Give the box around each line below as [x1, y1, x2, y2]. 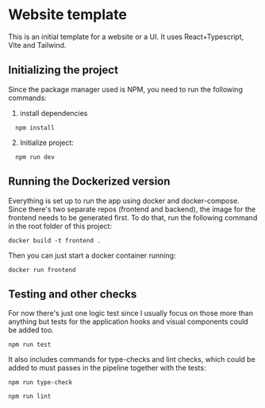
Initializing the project [8, 64, 119, 77]
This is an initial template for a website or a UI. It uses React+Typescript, [8, 32, 244, 41]
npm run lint [8, 392, 52, 401]
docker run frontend [8, 266, 77, 274]
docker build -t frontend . [8, 236, 102, 244]
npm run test [8, 340, 52, 349]
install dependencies [19, 108, 88, 118]
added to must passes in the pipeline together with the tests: [8, 363, 206, 373]
